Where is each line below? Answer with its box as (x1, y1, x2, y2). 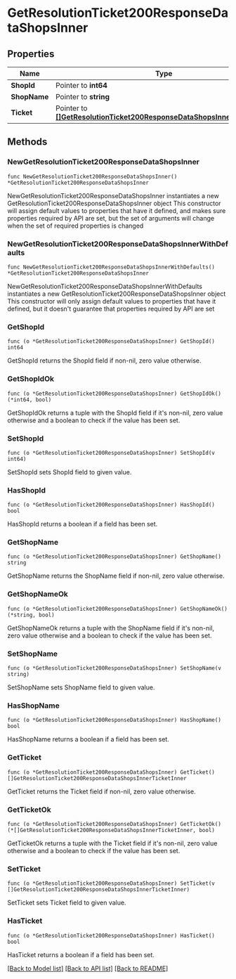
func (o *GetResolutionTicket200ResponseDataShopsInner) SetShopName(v (7, 665, 221, 672)
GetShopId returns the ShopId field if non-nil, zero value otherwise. (7, 356, 202, 365)
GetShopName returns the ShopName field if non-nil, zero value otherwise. (7, 571, 225, 581)
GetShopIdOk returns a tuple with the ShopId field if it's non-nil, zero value (7, 408, 223, 417)
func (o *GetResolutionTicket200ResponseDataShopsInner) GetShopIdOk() (7, 390, 221, 397)
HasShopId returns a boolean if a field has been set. (7, 520, 158, 529)
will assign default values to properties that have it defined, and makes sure (7, 206, 226, 215)
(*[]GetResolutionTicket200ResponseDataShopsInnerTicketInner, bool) (7, 826, 216, 834)
